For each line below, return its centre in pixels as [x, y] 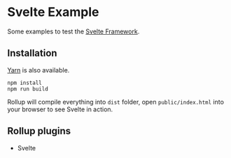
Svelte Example [53, 12]
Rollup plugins [39, 131]
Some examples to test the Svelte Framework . [73, 31]
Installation [32, 53]
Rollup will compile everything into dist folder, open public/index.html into [115, 102]
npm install [24, 83]
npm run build [28, 89]
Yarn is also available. [38, 70]
